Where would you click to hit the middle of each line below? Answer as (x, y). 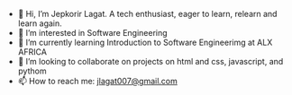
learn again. (40, 23)
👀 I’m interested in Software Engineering (93, 33)
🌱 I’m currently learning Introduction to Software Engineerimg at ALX (145, 42)
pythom (32, 71)
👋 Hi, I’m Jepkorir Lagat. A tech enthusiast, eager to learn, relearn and (147, 14)
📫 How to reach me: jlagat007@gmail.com (98, 81)
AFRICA (32, 52)
